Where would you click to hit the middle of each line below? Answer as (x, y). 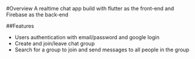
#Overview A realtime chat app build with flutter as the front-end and (90, 8)
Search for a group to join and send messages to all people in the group (102, 50)
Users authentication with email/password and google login (87, 37)
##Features (20, 26)
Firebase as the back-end (38, 15)
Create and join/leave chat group (55, 44)
